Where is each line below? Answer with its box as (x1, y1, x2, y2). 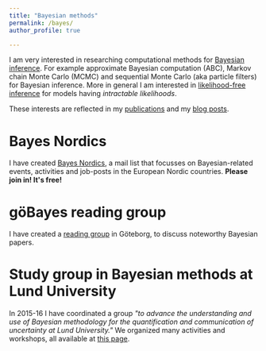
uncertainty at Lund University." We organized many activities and (9, 326, 226, 335)
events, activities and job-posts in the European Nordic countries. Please (9, 167, 249, 176)
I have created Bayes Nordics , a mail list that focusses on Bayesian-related (9, 158, 253, 168)
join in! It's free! (9, 175, 63, 185)
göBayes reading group (9, 203, 167, 221)
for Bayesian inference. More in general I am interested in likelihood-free (9, 80, 246, 90)
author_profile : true (9, 26, 81, 34)
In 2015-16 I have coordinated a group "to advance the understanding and (9, 309, 253, 318)
